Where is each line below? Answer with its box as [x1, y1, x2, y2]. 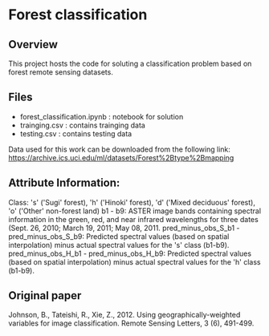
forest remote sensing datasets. [8, 67, 114, 77]
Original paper [8, 289, 82, 302]
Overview [8, 38, 59, 51]
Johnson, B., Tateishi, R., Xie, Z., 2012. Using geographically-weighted [8, 310, 241, 320]
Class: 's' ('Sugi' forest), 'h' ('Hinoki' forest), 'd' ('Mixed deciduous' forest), [8, 197, 255, 207]
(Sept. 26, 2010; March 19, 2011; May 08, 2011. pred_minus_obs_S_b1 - [8, 223, 240, 233]
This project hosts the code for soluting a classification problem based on [8, 59, 252, 68]
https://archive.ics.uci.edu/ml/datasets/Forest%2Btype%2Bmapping [8, 152, 234, 162]
